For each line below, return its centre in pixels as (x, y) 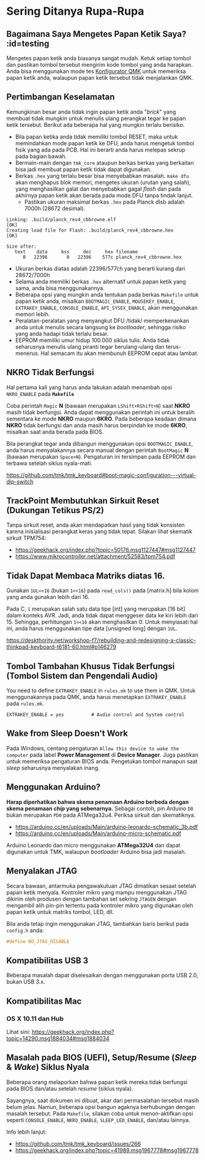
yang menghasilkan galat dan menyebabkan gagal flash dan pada (98, 189)
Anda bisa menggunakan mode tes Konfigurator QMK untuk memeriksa (96, 71)
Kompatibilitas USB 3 (47, 960)
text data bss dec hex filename (76, 252)
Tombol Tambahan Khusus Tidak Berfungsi (91, 666)
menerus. (27, 353)
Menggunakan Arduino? (54, 787)
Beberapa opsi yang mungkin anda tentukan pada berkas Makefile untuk (107, 294)
